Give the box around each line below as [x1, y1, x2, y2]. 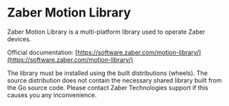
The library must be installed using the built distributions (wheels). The [7, 69, 208, 77]
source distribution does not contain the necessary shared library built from [7, 76, 222, 84]
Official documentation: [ [7, 48, 78, 56]
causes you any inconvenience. [7, 91, 97, 99]
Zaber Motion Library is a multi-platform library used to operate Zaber [7, 28, 206, 36]
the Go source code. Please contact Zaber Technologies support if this [7, 83, 208, 92]
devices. [7, 34, 32, 43]
